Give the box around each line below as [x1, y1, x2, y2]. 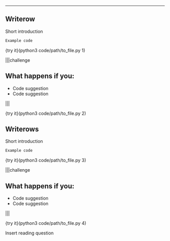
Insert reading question [5, 230, 54, 236]
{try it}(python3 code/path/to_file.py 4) [5, 220, 87, 226]
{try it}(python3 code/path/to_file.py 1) [5, 47, 86, 53]
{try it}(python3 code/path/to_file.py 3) [5, 157, 87, 164]
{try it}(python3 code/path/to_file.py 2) [5, 110, 87, 116]
